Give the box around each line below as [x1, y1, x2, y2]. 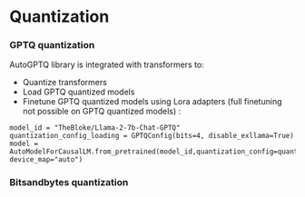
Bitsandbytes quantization [9, 176, 129, 189]
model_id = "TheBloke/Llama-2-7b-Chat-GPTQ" [9, 123, 181, 133]
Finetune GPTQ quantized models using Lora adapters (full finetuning [22, 96, 282, 107]
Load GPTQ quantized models [22, 86, 135, 97]
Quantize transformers [22, 77, 107, 88]
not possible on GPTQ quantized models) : [22, 106, 182, 117]
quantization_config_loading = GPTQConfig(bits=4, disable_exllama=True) [9, 132, 295, 141]
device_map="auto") [9, 155, 84, 164]
